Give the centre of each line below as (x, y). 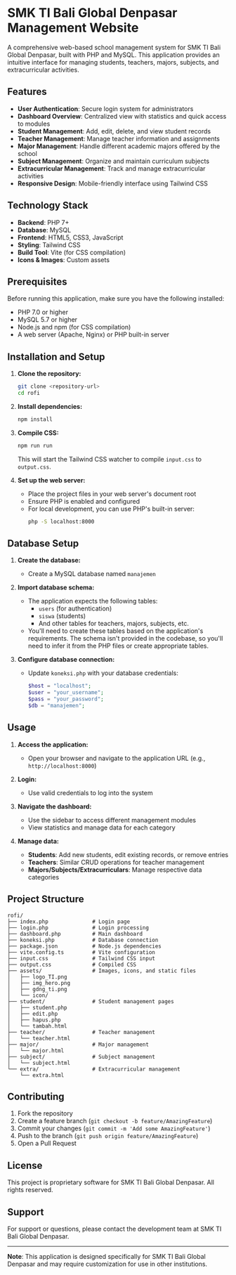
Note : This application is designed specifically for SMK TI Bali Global (106, 1256)
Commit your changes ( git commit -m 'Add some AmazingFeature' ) (114, 1128)
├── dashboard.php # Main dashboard (75, 934)
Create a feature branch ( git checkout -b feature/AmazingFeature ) (115, 1121)
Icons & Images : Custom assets (64, 260)
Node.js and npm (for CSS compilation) (74, 327)
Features (27, 92)
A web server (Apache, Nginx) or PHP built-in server (93, 334)
